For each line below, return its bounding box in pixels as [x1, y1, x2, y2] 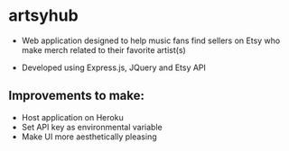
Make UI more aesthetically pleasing [21, 131, 157, 142]
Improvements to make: [8, 88, 145, 103]
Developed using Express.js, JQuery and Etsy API [21, 62, 207, 73]
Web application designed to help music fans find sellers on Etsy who [21, 35, 281, 46]
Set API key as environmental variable [21, 121, 163, 132]
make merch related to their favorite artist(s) [21, 44, 186, 55]
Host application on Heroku [21, 111, 124, 122]
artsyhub [8, 5, 79, 26]
